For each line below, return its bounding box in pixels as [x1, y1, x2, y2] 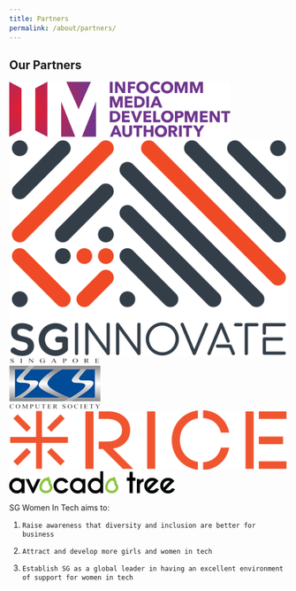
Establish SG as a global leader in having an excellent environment [21, 564, 285, 573]
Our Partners [9, 58, 82, 73]
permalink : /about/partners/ [9, 23, 117, 33]
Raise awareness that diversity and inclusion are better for [21, 521, 256, 531]
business [21, 530, 55, 540]
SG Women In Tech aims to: [9, 502, 110, 513]
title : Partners [9, 14, 69, 23]
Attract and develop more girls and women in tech [21, 548, 213, 556]
